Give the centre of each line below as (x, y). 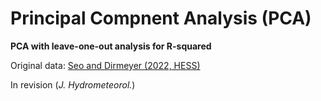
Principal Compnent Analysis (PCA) (161, 18)
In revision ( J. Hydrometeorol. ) (73, 84)
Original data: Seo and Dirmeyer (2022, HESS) (105, 65)
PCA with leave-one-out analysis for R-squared (111, 46)
